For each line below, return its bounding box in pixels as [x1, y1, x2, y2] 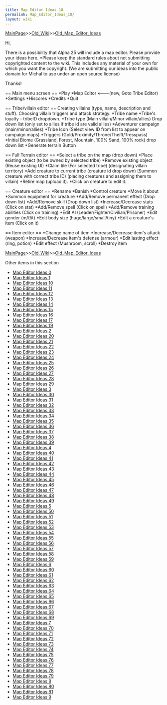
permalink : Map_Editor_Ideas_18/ [5, 12, 75, 17]
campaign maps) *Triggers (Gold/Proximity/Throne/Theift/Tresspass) [5, 132, 148, 138]
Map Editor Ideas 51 [12, 514, 53, 520]
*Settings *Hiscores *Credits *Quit [5, 95, 79, 101]
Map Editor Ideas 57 [12, 546, 54, 552]
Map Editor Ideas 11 [12, 285, 52, 291]
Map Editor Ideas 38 [12, 434, 54, 440]
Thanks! [5, 80, 22, 86]
